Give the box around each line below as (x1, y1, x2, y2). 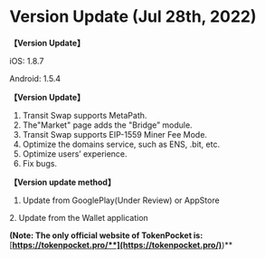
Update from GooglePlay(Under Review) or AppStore (22, 195, 220, 206)
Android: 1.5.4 (9, 72, 62, 83)
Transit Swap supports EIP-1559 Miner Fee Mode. (22, 129, 208, 139)
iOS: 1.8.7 (9, 55, 44, 66)
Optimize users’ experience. (22, 148, 128, 159)
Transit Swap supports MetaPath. (22, 110, 147, 120)
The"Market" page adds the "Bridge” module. (22, 120, 193, 130)
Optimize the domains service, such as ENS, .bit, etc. (22, 139, 220, 149)
